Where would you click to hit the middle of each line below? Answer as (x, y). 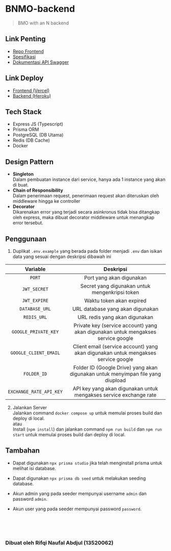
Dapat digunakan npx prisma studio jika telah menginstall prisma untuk (88, 463)
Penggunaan (26, 239)
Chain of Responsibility (38, 190)
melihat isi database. (34, 468)
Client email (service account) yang (116, 346)
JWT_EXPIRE (35, 300)
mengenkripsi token (115, 292)
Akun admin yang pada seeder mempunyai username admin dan (79, 493)
